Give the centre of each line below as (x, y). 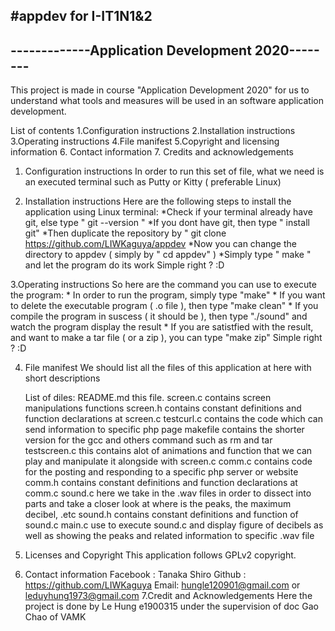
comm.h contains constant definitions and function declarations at (161, 483)
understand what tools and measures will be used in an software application (167, 101)
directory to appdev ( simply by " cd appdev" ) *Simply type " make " (168, 255)
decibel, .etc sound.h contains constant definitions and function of (161, 515)
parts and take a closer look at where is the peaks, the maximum (158, 504)
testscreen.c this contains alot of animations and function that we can (168, 451)
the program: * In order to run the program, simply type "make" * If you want (168, 295)
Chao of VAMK (55, 617)
